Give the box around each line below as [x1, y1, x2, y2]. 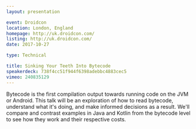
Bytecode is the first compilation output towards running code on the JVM [6, 90, 189, 97]
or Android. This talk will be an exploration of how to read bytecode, [6, 96, 173, 104]
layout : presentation [6, 8, 60, 15]
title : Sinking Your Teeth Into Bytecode [6, 63, 111, 69]
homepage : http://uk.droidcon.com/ [6, 30, 95, 36]
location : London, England [6, 25, 73, 31]
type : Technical [6, 52, 47, 58]
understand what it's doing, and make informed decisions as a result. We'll [6, 103, 190, 110]
